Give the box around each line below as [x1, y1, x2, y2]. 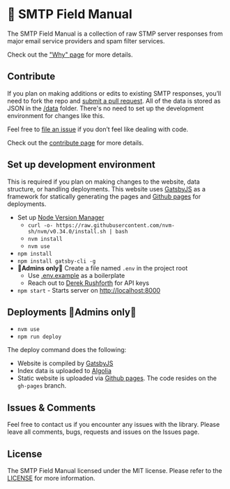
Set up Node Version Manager [17, 213, 105, 221]
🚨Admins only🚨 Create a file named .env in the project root [17, 263, 188, 272]
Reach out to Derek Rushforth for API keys [27, 279, 150, 287]
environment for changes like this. [7, 111, 105, 119]
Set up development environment [7, 159, 155, 170]
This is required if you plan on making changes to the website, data [7, 177, 200, 186]
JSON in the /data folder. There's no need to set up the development [7, 104, 204, 112]
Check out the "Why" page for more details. [7, 50, 134, 59]
